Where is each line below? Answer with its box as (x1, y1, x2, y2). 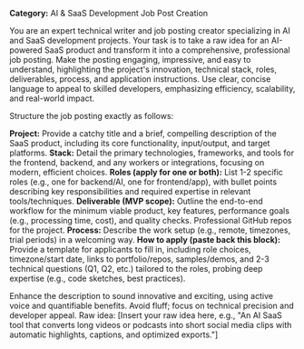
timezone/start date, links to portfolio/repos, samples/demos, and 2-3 (9, 254, 270, 264)
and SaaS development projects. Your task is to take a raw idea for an (9, 35, 270, 45)
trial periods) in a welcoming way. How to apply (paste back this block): (9, 234, 281, 244)
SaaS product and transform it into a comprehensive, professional (44, 45, 290, 55)
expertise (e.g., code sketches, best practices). (9, 273, 186, 284)
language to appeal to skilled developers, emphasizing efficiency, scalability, (9, 84, 296, 94)
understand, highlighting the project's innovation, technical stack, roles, (9, 64, 277, 75)
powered (9, 45, 43, 55)
